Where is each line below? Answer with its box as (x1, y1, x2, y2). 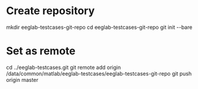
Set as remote (6, 44, 76, 58)
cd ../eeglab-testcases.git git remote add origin (6, 64, 121, 71)
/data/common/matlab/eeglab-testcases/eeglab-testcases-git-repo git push (6, 70, 192, 77)
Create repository (6, 4, 95, 18)
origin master (6, 76, 38, 83)
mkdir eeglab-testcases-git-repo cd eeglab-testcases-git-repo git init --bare (6, 24, 193, 31)
